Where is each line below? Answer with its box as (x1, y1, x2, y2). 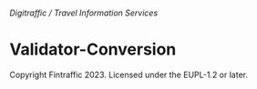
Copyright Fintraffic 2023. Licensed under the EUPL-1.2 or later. (9, 69, 249, 80)
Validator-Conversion (9, 39, 177, 59)
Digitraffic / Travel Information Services (9, 7, 159, 18)
